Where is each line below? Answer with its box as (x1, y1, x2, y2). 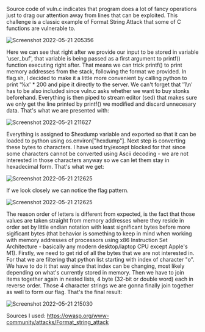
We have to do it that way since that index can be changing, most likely (6, 262, 185, 270)
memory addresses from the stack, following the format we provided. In (6, 68, 187, 75)
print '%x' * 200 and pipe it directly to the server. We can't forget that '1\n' (6, 81, 193, 88)
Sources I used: (6, 312, 46, 319)
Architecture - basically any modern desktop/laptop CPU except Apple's (6, 243, 188, 250)
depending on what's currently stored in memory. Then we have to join (6, 269, 185, 276)
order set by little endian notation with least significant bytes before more (6, 223, 190, 231)
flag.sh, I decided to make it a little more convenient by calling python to (6, 75, 187, 81)
